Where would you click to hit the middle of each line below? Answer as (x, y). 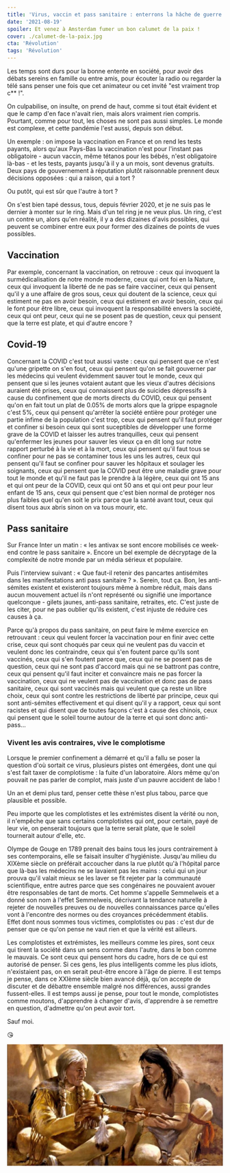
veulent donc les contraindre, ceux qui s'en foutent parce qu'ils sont (103, 652)
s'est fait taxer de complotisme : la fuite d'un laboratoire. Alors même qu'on (113, 772)
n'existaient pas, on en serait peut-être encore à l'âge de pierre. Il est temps (114, 971)
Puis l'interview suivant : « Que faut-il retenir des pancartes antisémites (108, 573)
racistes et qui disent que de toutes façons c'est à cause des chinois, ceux (112, 710)
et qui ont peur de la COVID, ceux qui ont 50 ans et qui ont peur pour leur (110, 485)
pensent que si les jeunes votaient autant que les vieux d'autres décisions (111, 383)
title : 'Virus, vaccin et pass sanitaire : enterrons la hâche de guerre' (116, 14)
